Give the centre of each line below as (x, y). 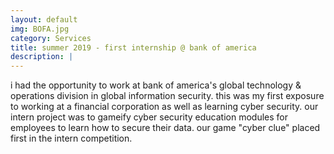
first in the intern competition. (71, 138)
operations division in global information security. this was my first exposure (167, 96)
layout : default (44, 19)
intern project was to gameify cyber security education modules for (149, 117)
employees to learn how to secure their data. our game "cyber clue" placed (165, 128)
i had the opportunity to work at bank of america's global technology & (156, 85)
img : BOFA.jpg (40, 29)
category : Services (51, 38)
